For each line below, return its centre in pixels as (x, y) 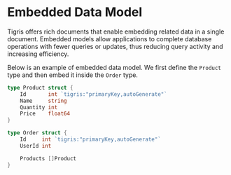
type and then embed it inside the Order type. (73, 75)
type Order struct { (37, 133)
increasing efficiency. (38, 54)
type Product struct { (40, 87)
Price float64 (45, 114)
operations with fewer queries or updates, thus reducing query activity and (115, 46)
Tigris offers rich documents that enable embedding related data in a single (116, 31)
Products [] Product (48, 158)
